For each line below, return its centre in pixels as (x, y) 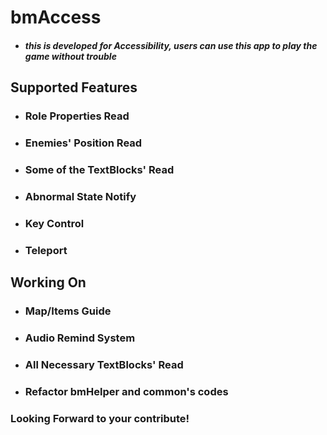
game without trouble (70, 56)
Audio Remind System (80, 338)
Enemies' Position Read (83, 143)
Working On (48, 282)
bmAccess (56, 17)
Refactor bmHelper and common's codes (126, 391)
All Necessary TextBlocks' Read (104, 364)
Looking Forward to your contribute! (100, 418)
